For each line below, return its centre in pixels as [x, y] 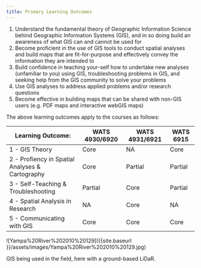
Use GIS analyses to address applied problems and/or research [93, 86]
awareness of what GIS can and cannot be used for [78, 41]
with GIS [21, 225]
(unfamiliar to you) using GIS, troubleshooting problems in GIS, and [97, 73]
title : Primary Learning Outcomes [49, 12]
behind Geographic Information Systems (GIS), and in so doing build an [103, 35]
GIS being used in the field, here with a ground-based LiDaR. [81, 258]
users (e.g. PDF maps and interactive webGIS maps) [79, 105]
